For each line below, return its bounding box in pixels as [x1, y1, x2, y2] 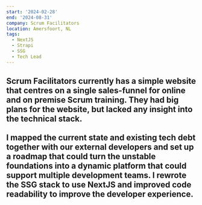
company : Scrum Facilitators [6, 20, 80, 26]
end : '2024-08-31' [6, 14, 52, 20]
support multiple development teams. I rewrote [6, 170, 187, 181]
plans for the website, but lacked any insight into [6, 104, 193, 115]
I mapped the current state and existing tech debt [6, 133, 196, 143]
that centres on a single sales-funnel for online [6, 86, 186, 96]
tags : [6, 31, 20, 37]
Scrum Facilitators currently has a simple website [6, 76, 197, 86]
